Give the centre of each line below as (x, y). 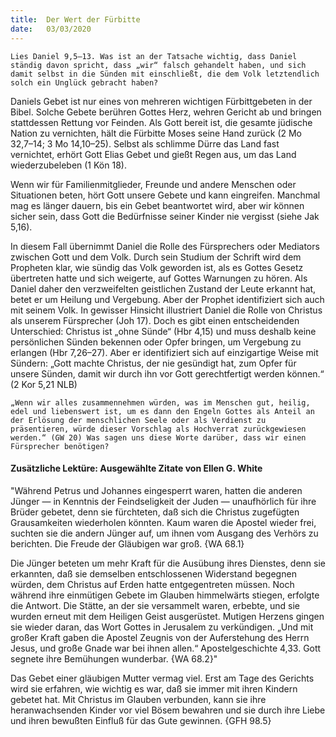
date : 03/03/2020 (51, 29)
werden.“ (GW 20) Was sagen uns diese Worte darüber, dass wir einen (158, 437)
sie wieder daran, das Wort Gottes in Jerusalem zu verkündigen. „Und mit (162, 627)
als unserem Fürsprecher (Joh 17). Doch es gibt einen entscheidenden (155, 320)
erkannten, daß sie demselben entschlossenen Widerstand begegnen (153, 573)
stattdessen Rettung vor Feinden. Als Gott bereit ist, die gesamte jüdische (161, 122)
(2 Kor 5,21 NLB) (44, 384)
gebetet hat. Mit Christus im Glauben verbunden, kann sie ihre (138, 699)
